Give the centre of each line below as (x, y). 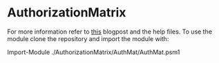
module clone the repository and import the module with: (88, 38)
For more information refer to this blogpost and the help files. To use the (110, 32)
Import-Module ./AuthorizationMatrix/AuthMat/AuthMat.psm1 (94, 52)
